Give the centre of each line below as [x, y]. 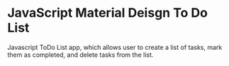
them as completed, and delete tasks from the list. [80, 55]
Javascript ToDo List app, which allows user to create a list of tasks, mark [115, 47]
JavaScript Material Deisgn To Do [107, 13]
